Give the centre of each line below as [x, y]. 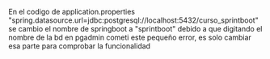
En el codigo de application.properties [72, 12]
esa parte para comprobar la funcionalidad [80, 46]
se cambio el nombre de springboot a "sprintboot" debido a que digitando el [135, 29]
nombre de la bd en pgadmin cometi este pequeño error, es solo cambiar [130, 37]
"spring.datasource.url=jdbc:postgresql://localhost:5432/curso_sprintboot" [133, 20]
